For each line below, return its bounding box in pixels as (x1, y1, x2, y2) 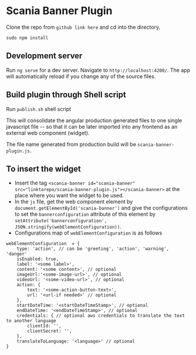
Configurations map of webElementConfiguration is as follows (14, 229, 163, 236)
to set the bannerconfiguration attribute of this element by (14, 210, 156, 218)
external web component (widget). (6, 129, 90, 136)
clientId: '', (27, 323, 62, 329)
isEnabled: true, (16, 256, 59, 262)
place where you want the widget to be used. (14, 192, 124, 199)
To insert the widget (6, 163, 81, 174)
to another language (6, 318, 57, 324)
